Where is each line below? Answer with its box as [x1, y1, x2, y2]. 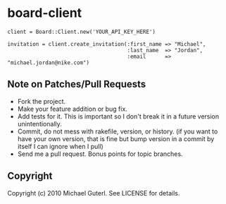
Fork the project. [17, 97, 66, 105]
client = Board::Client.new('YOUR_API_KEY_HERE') [7, 28, 156, 35]
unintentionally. [17, 119, 62, 128]
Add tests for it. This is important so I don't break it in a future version [17, 112, 220, 121]
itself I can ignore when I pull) [17, 142, 103, 150]
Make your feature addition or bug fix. [17, 104, 128, 113]
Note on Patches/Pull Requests [7, 78, 146, 90]
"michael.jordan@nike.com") [7, 59, 90, 66]
